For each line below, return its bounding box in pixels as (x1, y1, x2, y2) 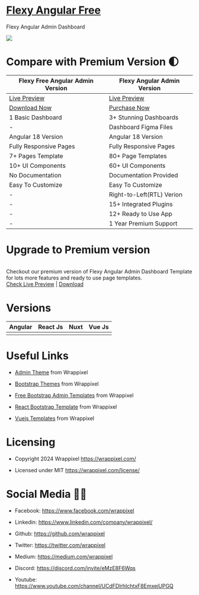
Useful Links (6, 349, 69, 362)
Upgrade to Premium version (6, 243, 150, 257)
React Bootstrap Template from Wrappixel (14, 403, 117, 410)
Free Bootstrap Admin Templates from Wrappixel (14, 392, 134, 399)
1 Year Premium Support (108, 219, 178, 227)
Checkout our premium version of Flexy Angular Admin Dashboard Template (6, 268, 192, 275)
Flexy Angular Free (6, 4, 101, 17)
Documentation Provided (108, 171, 179, 179)
